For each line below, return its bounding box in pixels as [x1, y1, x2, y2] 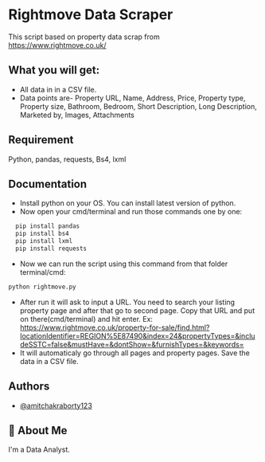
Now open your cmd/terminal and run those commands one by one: [19, 207, 243, 217]
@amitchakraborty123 [19, 401, 93, 410]
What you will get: [8, 64, 100, 77]
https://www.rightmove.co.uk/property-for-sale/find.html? [19, 323, 210, 332]
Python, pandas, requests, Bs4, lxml [8, 154, 127, 164]
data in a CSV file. [19, 356, 80, 366]
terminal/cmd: [19, 267, 66, 276]
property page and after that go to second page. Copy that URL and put [19, 305, 255, 315]
